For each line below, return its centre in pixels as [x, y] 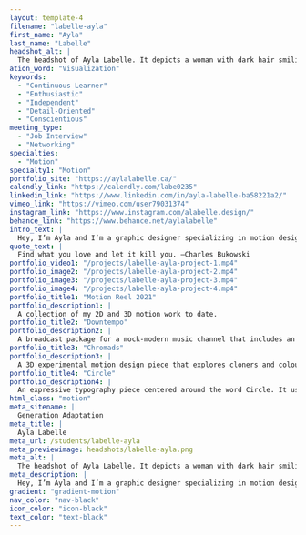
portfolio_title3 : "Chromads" [67, 348]
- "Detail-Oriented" [56, 111]
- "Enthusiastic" [51, 94]
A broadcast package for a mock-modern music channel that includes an [157, 339]
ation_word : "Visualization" [65, 69]
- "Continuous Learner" [62, 86]
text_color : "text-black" [58, 517]
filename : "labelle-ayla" [58, 26]
